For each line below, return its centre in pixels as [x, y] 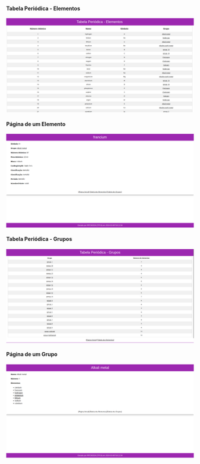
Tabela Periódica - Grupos [39, 239]
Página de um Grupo [32, 355]
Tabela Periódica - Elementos [43, 8]
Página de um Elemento [36, 124]
